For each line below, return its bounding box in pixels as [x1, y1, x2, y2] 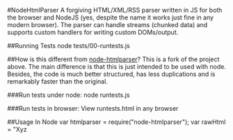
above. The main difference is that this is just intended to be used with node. [7, 63, 226, 70]
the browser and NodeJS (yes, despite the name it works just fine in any [7, 13, 214, 22]
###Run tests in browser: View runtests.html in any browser [7, 104, 179, 112]
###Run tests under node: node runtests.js [7, 91, 130, 99]
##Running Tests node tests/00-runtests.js [7, 42, 130, 49]
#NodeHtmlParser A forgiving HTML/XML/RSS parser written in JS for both [7, 6, 223, 14]
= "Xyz [7, 125, 27, 133]
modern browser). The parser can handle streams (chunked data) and [7, 21, 208, 29]
